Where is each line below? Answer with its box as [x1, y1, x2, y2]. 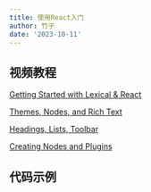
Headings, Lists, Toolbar [9, 124, 99, 135]
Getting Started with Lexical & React [9, 89, 142, 100]
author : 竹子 [9, 21, 55, 30]
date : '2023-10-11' [9, 29, 82, 38]
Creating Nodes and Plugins [9, 141, 113, 152]
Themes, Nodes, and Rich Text [9, 106, 122, 117]
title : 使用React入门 [9, 13, 85, 22]
